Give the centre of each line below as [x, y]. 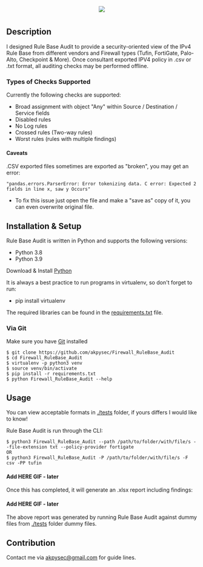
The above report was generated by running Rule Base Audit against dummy [101, 517]
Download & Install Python [39, 270]
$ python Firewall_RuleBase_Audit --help [59, 379]
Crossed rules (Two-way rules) [54, 132]
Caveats [17, 153]
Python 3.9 [29, 259]
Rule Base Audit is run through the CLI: [55, 431]
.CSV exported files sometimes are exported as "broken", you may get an [98, 167]
